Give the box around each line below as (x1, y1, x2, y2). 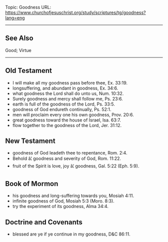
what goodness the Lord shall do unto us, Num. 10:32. (12, 90, 124, 96)
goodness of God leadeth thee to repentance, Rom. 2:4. (12, 150, 127, 156)
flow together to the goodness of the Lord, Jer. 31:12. (12, 122, 122, 128)
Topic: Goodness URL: (5, 4, 51, 10)
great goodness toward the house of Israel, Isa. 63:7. (12, 117, 121, 123)
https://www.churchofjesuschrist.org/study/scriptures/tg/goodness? (5, 9, 146, 15)
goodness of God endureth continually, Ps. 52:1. (12, 106, 111, 112)
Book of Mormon (5, 179, 58, 188)
